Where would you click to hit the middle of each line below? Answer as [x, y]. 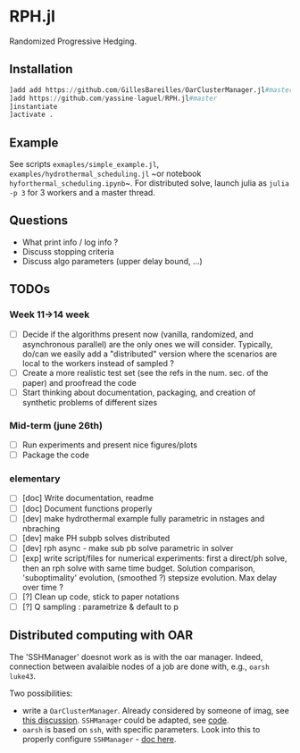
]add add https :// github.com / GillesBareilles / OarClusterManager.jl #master [151, 90]
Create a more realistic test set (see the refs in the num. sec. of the [145, 372]
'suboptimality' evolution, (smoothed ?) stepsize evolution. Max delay [150, 577]
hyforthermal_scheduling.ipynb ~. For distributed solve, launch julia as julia [150, 183]
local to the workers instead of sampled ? [98, 363]
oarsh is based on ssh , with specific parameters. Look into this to [141, 729]
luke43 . [22, 675]
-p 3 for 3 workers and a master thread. [83, 193]
